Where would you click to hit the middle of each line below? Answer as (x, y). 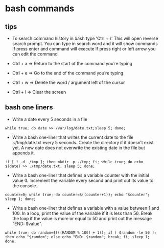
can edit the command (35, 54)
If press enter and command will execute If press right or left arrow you (84, 49)
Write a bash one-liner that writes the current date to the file (73, 137)
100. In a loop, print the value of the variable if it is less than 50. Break (82, 213)
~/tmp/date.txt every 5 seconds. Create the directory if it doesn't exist (83, 142)
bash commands (40, 9)
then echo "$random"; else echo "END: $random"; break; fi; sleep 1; (78, 237)
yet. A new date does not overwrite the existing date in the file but (79, 148)
